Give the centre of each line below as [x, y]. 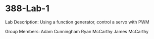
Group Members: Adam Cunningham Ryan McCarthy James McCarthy [77, 31]
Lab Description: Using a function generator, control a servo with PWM [77, 22]
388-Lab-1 [27, 9]
